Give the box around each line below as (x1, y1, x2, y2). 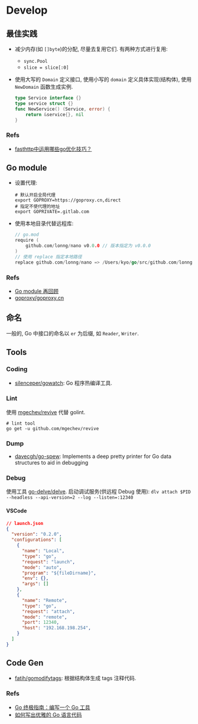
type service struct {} (14, 100, 74, 107)
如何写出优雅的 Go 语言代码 (14, 711, 82, 718)
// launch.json (6, 520, 44, 526)
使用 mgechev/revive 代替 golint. (6, 408, 86, 415)
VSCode (6, 507, 27, 514)
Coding (6, 365, 28, 373)
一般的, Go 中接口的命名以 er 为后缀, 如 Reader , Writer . (6, 329, 139, 337)
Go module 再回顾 (14, 288, 59, 295)
